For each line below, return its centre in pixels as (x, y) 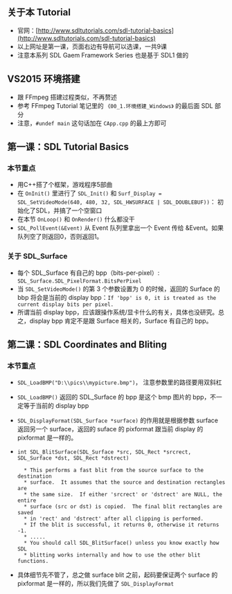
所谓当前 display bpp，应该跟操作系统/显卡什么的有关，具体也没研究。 (118, 312)
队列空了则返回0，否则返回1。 (60, 237)
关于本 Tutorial (39, 12)
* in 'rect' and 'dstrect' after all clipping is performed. (114, 519)
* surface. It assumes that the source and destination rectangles (125, 483)
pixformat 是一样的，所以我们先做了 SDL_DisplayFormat (96, 584)
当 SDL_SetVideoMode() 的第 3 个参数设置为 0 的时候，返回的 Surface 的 (118, 289)
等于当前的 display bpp (56, 406)
